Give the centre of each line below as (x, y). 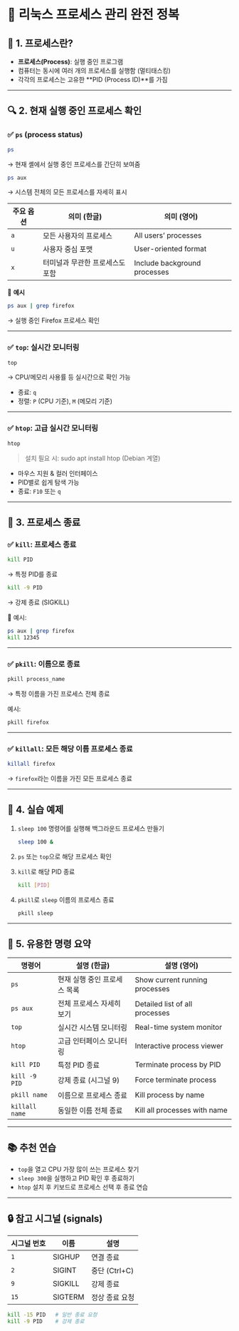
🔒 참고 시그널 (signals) (55, 1219)
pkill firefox (28, 723)
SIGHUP (66, 1257)
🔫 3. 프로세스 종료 (44, 523)
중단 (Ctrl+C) (112, 1270)
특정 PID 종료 (79, 1066)
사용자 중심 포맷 (68, 249)
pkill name (29, 1095)
